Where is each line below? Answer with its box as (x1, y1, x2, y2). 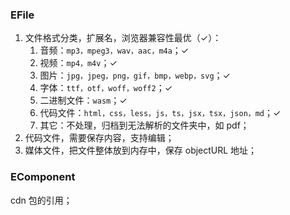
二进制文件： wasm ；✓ (39, 94, 128, 107)
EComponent (10, 170, 76, 184)
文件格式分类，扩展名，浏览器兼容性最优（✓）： (24, 32, 222, 44)
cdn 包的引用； (10, 194, 73, 206)
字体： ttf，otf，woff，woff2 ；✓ (39, 82, 173, 94)
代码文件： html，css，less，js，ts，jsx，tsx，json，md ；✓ (39, 107, 282, 119)
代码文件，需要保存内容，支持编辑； (24, 132, 175, 144)
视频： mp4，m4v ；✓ (39, 57, 118, 69)
